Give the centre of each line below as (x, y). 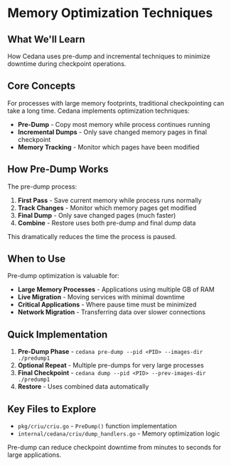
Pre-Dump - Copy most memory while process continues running (114, 124)
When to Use (37, 259)
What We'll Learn (46, 39)
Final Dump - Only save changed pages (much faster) (97, 215)
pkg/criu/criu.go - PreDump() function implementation (97, 426)
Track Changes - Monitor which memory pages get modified (107, 208)
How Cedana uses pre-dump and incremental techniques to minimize (109, 56)
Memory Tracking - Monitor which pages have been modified (108, 147)
